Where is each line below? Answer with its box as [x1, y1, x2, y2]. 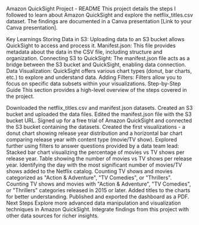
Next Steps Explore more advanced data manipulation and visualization [6, 199, 181, 206]
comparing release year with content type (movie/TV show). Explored [6, 136, 178, 143]
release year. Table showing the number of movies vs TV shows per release [6, 155, 192, 162]
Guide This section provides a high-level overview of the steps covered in [6, 87, 187, 93]
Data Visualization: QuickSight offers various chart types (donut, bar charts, [6, 67, 192, 74]
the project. [6, 93, 35, 100]
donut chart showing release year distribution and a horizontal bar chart [6, 130, 183, 137]
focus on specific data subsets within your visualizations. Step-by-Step [6, 80, 181, 87]
